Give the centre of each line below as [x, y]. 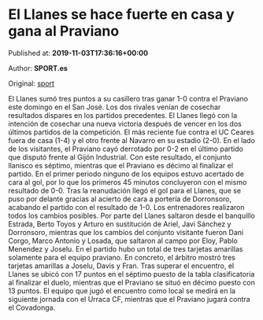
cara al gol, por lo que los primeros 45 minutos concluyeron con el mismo [128, 182]
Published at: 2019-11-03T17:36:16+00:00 [78, 53]
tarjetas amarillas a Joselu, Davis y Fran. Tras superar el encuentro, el [121, 266]
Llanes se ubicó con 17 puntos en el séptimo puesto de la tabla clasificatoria [131, 274]
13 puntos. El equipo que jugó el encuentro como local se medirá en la [122, 291]
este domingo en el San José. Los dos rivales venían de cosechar [115, 107]
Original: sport [31, 83]
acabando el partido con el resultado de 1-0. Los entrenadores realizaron [127, 207]
